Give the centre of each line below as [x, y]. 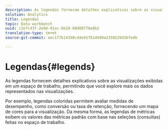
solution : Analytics [27, 14]
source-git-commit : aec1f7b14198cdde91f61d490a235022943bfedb [71, 38]
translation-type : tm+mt [31, 33]
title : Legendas [22, 19]
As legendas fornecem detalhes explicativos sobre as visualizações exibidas [84, 80]
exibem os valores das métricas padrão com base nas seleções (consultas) [83, 117]
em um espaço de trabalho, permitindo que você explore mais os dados [79, 86]
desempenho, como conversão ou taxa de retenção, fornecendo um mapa [82, 106]
